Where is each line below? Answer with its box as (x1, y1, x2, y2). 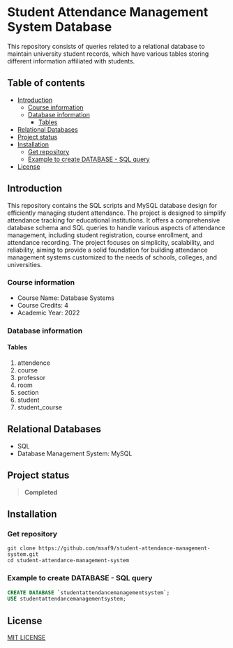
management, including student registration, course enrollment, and (7, 231, 203, 239)
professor (17, 373, 46, 382)
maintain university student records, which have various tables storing (7, 50, 209, 58)
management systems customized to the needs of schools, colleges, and (7, 253, 218, 262)
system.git (7, 551, 39, 558)
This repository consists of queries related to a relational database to (7, 42, 205, 50)
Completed (24, 488, 58, 496)
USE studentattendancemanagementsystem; (7, 596, 127, 603)
